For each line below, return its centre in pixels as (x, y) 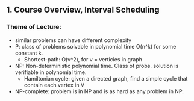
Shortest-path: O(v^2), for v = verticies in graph (83, 59)
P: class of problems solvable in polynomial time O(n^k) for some (95, 46)
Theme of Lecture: (34, 27)
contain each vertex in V (54, 85)
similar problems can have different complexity (73, 40)
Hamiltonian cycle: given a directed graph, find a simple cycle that (106, 78)
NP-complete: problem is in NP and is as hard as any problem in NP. (99, 91)
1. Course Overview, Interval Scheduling (83, 10)
